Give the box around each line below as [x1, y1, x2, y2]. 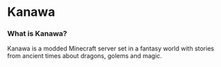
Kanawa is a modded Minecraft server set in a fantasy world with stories [7, 44, 214, 52]
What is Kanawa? [7, 29, 67, 39]
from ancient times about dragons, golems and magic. [7, 52, 162, 60]
